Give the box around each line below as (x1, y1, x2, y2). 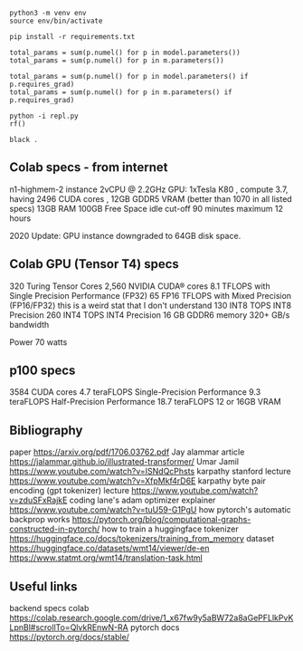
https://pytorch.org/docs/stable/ (9, 632, 129, 643)
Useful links (9, 579, 79, 594)
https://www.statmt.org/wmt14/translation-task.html (9, 552, 204, 563)
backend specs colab (9, 603, 90, 614)
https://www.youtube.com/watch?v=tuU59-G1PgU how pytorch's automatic (9, 504, 291, 515)
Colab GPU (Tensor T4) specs (9, 256, 179, 272)
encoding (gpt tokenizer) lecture (9, 485, 129, 496)
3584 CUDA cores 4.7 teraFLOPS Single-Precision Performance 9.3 (9, 387, 261, 397)
